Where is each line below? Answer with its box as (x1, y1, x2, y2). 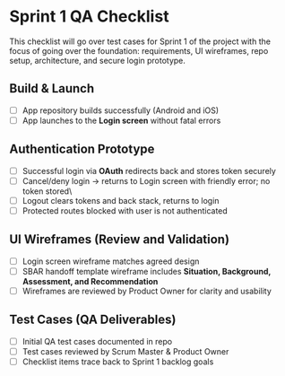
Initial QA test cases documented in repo (22, 336, 173, 346)
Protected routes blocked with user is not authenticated (22, 205, 229, 216)
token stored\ (22, 186, 73, 197)
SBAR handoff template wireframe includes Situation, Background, (22, 266, 272, 276)
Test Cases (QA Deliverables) (9, 312, 177, 328)
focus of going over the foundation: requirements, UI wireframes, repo (9, 45, 269, 56)
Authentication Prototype (9, 142, 155, 157)
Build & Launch (9, 81, 95, 96)
